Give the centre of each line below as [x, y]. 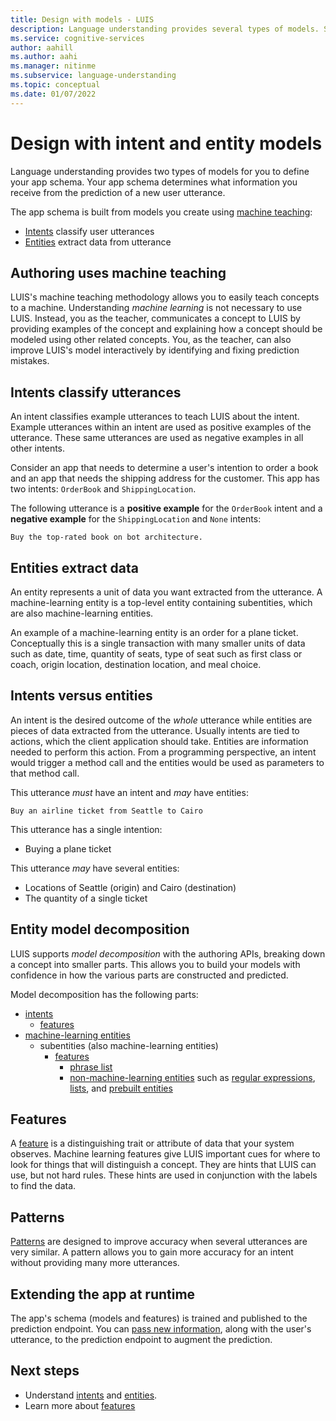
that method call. [45, 773]
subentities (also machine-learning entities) [129, 1045]
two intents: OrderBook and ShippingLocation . [103, 489]
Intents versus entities [81, 696]
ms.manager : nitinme [53, 66]
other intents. [38, 448]
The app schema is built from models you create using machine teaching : [161, 212]
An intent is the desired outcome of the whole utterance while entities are [161, 720]
